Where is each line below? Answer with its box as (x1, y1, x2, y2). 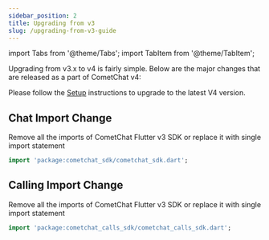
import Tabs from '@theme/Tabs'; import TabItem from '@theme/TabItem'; (8, 49, 255, 58)
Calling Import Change (8, 178, 124, 192)
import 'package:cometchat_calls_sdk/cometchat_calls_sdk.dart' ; (8, 223, 231, 232)
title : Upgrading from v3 (8, 19, 95, 27)
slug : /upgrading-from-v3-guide (8, 26, 116, 34)
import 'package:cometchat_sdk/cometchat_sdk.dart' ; (8, 157, 189, 165)
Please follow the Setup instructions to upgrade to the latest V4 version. (8, 88, 247, 98)
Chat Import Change (8, 111, 112, 125)
